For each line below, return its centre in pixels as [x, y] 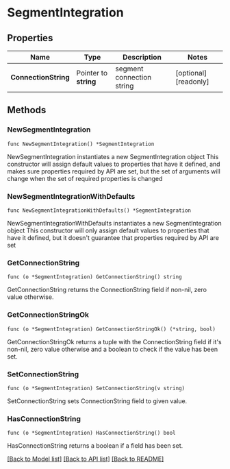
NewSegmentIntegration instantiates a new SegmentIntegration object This [113, 156]
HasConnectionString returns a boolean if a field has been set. [95, 446]
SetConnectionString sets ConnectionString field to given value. [97, 401]
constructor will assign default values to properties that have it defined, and [114, 164]
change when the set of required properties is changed [85, 178]
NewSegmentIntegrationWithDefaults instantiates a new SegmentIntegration [114, 223]
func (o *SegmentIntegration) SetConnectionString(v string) [96, 388]
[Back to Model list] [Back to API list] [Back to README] [86, 459]
